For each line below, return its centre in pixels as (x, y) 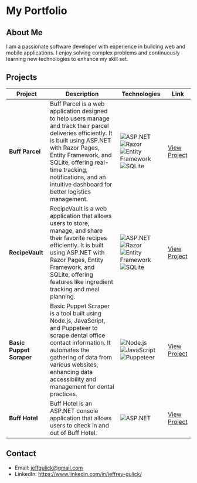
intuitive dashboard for (81, 184)
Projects (22, 77)
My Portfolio (37, 11)
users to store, (69, 223)
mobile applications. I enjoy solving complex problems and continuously (93, 53)
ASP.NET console (74, 410)
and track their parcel (79, 125)
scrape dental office (77, 335)
